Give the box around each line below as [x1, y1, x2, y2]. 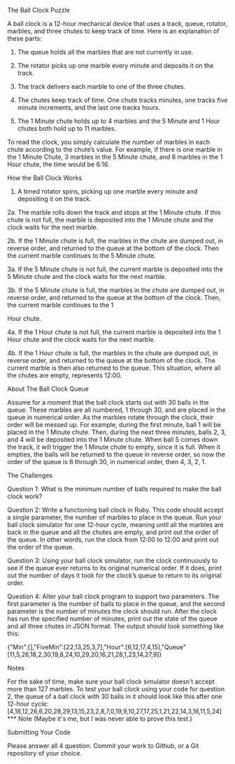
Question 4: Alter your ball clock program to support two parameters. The [7, 592, 220, 600]
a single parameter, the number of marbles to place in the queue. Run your [7, 513, 222, 521]
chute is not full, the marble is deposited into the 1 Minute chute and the [7, 216, 214, 224]
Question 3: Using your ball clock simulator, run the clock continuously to [7, 556, 218, 565]
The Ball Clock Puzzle [7, 6, 71, 14]
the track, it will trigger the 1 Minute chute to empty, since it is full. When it [7, 443, 220, 451]
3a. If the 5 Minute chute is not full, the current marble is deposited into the [7, 265, 224, 273]
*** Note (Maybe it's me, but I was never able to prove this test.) [7, 714, 192, 723]
